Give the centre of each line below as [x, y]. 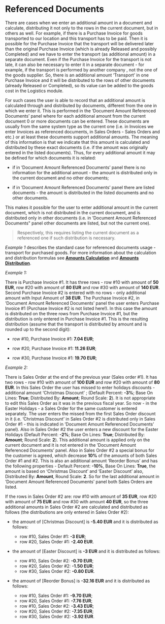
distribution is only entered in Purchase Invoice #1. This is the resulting [77, 319]
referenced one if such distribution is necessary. [66, 238]
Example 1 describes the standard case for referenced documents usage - [81, 247]
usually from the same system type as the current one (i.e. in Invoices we [79, 126]
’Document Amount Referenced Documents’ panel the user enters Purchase [82, 303]
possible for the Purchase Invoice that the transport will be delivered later [80, 43]
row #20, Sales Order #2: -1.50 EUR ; [57, 566]
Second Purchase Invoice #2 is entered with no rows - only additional [76, 293]
